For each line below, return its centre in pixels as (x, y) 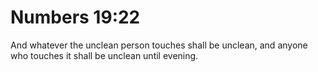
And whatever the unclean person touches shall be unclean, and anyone (159, 45)
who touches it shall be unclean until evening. (104, 55)
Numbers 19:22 (75, 17)
